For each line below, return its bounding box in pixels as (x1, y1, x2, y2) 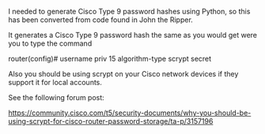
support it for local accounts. (8, 78, 103, 87)
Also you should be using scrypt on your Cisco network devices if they (8, 69, 239, 78)
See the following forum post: (8, 93, 104, 102)
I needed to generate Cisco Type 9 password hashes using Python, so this (8, 7, 251, 16)
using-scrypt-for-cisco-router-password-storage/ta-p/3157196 (8, 117, 214, 125)
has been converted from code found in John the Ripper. (8, 15, 194, 24)
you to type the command (8, 39, 93, 48)
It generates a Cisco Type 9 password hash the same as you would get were (8, 31, 258, 39)
